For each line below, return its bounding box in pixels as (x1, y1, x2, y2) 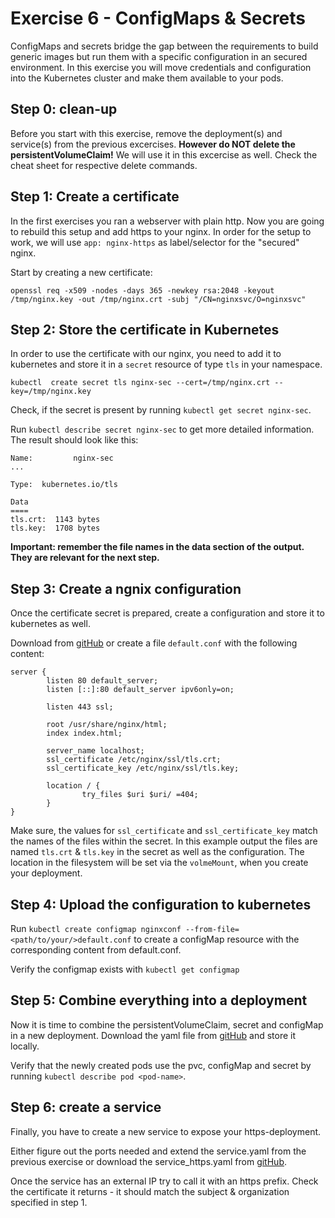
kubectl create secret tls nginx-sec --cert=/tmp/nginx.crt (10, 378, 271, 388)
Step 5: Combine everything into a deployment (10, 992, 308, 1009)
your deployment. (10, 867, 83, 879)
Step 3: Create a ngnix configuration (10, 580, 242, 597)
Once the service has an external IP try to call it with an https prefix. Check (10, 1175, 319, 1187)
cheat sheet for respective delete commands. (10, 159, 198, 171)
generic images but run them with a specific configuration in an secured (10, 50, 308, 62)
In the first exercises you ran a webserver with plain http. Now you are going (10, 215, 325, 227)
